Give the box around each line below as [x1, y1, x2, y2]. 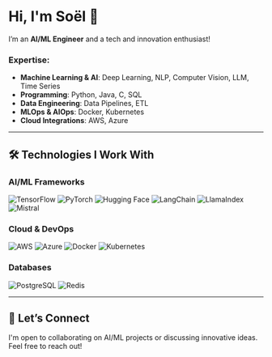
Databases [8, 262, 52, 274]
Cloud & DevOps [8, 223, 74, 234]
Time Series [19, 81, 61, 91]
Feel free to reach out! [8, 342, 83, 351]
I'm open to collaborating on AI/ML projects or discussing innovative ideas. [8, 333, 258, 342]
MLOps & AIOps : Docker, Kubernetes [19, 107, 144, 117]
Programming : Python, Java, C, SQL [19, 90, 142, 100]
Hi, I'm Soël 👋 [8, 7, 99, 26]
